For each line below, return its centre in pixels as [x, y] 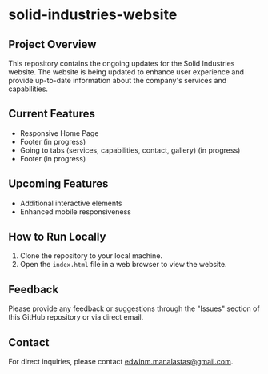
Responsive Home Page [59, 133]
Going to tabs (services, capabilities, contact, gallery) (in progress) [130, 150]
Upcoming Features [58, 184]
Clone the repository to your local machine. [91, 256]
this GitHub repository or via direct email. [76, 317]
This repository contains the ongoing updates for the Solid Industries [122, 63]
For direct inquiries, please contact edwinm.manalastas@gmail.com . [121, 362]
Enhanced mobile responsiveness [76, 211]
